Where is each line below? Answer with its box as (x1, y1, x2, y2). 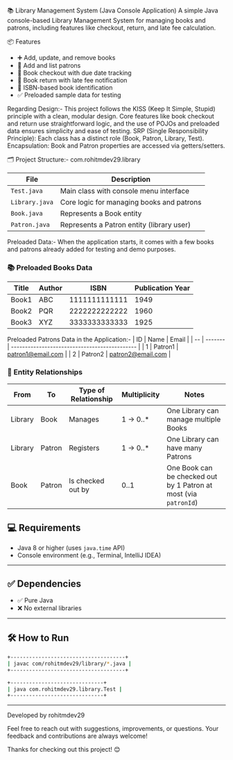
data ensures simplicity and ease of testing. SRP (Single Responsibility (7, 127, 209, 135)
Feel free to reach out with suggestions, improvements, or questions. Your (7, 725, 219, 733)
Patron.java (10, 221, 51, 228)
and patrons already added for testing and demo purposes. (7, 245, 176, 253)
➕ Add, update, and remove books (17, 53, 116, 62)
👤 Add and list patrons (17, 62, 81, 69)
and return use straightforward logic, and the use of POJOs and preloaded (7, 119, 220, 128)
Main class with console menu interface (60, 187, 189, 196)
